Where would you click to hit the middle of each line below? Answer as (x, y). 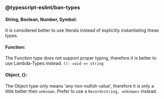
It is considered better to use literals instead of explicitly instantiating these (82, 30)
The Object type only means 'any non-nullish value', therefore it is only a (80, 86)
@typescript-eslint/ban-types (43, 7)
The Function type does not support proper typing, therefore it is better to (81, 58)
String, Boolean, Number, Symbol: (41, 19)
